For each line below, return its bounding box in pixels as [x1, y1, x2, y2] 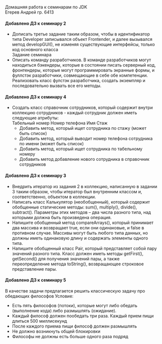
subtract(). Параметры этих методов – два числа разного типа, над [12, 209, 151, 215]
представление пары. [12, 266, 57, 272]
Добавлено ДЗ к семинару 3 [5, 172, 66, 178]
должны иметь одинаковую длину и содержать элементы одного [12, 235, 148, 241]
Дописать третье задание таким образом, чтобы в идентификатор [12, 31, 150, 37]
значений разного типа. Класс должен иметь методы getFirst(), [12, 250, 144, 257]
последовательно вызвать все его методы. [12, 83, 102, 89]
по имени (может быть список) [19, 141, 84, 147]
